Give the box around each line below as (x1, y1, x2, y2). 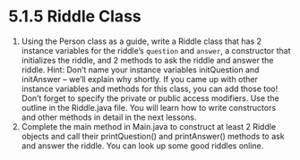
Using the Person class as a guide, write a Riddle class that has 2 (21, 36, 261, 46)
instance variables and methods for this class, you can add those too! (21, 83, 279, 94)
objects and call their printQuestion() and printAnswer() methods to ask (21, 131, 285, 141)
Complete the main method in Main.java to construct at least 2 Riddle (21, 121, 277, 131)
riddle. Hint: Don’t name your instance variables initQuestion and (21, 64, 260, 75)
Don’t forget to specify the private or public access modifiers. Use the (21, 92, 279, 104)
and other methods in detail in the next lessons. (21, 112, 197, 122)
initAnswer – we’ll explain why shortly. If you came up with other (21, 73, 259, 84)
